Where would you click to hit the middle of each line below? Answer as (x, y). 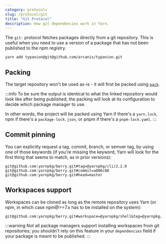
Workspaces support (38, 190)
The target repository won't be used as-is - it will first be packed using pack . (83, 84)
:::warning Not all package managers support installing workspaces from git (82, 225)
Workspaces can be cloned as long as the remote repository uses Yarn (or (81, 202)
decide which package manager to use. (45, 104)
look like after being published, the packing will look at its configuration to (80, 99)
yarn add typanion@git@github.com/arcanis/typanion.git (64, 57)
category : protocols (26, 10)
